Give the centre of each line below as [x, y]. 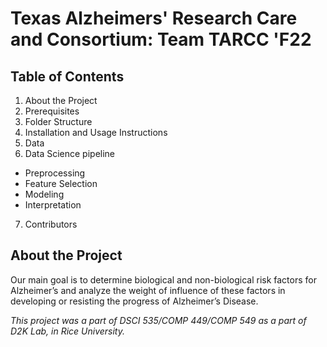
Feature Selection [61, 183]
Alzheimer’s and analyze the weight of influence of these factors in [148, 290]
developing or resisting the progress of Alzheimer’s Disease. [134, 301]
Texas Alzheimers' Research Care [154, 18]
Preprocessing [55, 173]
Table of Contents [67, 76]
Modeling [44, 194]
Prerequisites [52, 111]
